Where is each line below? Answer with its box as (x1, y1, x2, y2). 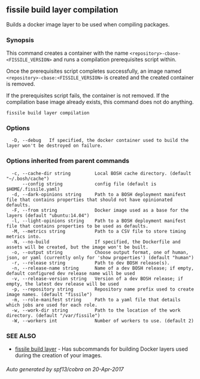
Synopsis (6, 35, 34, 44)
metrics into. (6, 233, 42, 239)
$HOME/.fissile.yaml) (6, 186, 60, 192)
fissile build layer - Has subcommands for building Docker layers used (14, 345, 189, 353)
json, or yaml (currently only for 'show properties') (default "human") (6, 254, 195, 260)
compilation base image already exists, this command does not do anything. (6, 99, 194, 106)
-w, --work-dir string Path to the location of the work (11, 307, 181, 313)
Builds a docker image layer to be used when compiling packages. (6, 20, 170, 28)
